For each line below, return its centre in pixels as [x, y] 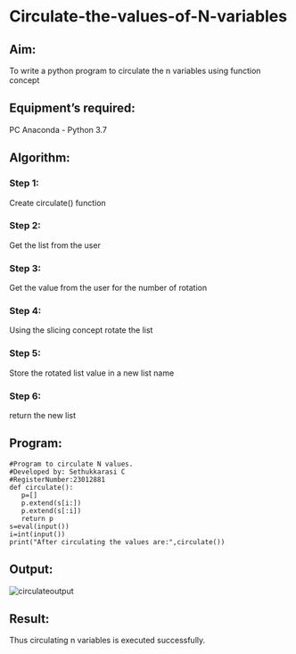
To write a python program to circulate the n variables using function [135, 70]
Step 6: [25, 396]
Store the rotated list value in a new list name [92, 373]
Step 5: [25, 353]
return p [37, 518]
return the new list [43, 415]
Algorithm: [40, 158]
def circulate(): [41, 487]
